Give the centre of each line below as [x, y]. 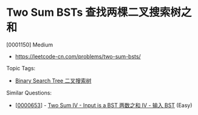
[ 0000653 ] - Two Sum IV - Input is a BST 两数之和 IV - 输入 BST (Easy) [104, 105]
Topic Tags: [21, 68]
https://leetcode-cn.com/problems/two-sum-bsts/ [78, 56]
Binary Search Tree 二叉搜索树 [53, 80]
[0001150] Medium [30, 44]
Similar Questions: [29, 93]
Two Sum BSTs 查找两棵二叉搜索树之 [99, 12]
